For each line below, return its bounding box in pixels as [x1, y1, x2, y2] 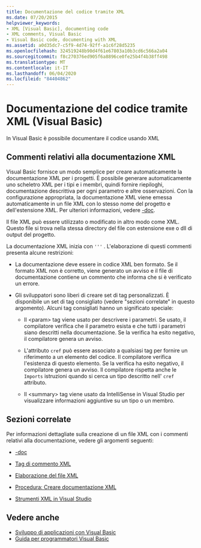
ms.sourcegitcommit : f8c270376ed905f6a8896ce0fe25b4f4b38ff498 [6, 54, 168, 60]
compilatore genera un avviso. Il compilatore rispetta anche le [23, 366, 177, 373]
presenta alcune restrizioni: [6, 249, 74, 256]
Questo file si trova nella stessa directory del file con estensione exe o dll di [6, 224, 193, 232]
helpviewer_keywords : [6, 20, 61, 26]
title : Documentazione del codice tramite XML [6, 8, 125, 15]
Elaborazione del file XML [14, 472, 79, 479]
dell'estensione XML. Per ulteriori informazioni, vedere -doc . [6, 206, 155, 214]
